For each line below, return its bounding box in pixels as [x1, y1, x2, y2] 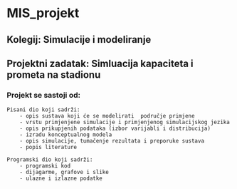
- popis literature [19, 144, 78, 151]
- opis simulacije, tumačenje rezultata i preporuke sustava [19, 138, 204, 145]
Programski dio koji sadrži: [6, 156, 93, 163]
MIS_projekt [6, 5, 80, 21]
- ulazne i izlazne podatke [19, 175, 102, 183]
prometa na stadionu [6, 68, 101, 81]
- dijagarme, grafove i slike [19, 169, 110, 176]
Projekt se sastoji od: [6, 90, 81, 100]
